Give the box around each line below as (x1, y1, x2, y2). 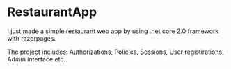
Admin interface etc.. (7, 55, 67, 63)
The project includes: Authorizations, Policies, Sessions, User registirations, (7, 48, 224, 56)
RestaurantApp (7, 4, 97, 20)
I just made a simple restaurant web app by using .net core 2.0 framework (7, 27, 219, 35)
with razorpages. (7, 34, 56, 42)
